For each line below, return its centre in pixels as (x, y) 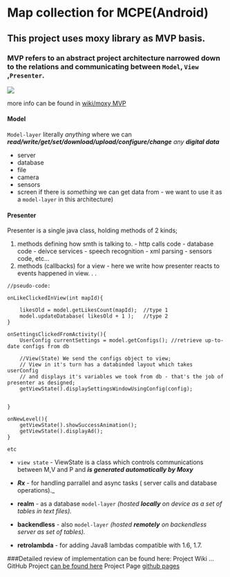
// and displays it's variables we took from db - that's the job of (122, 377)
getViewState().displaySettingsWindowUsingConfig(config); (106, 389)
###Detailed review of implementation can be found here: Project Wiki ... (111, 559)
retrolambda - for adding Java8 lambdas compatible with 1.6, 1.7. (109, 545)
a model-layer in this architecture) (65, 199)
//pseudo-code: (29, 286)
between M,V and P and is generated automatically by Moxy (105, 470)
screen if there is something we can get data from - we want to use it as (119, 192)
